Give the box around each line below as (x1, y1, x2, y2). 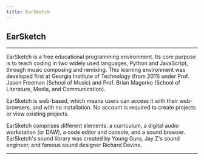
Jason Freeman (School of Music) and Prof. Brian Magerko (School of (6, 79, 180, 86)
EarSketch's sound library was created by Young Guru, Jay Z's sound (6, 135, 180, 142)
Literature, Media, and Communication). (6, 86, 106, 93)
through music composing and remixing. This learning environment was (6, 66, 186, 74)
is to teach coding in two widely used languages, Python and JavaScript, (6, 60, 188, 67)
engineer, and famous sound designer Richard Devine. (6, 141, 143, 149)
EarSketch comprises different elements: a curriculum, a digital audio (6, 122, 179, 130)
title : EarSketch (6, 9, 50, 15)
